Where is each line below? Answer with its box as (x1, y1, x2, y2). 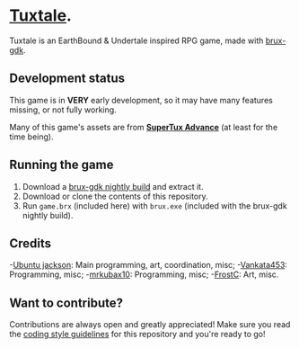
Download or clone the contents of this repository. (22, 191, 208, 201)
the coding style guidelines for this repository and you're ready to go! (9, 329, 267, 340)
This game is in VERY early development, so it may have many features (9, 94, 274, 105)
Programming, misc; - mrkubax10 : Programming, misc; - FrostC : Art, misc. (9, 269, 279, 280)
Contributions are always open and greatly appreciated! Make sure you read (9, 319, 291, 330)
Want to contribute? (9, 295, 124, 310)
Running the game (9, 157, 114, 173)
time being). (9, 131, 54, 142)
